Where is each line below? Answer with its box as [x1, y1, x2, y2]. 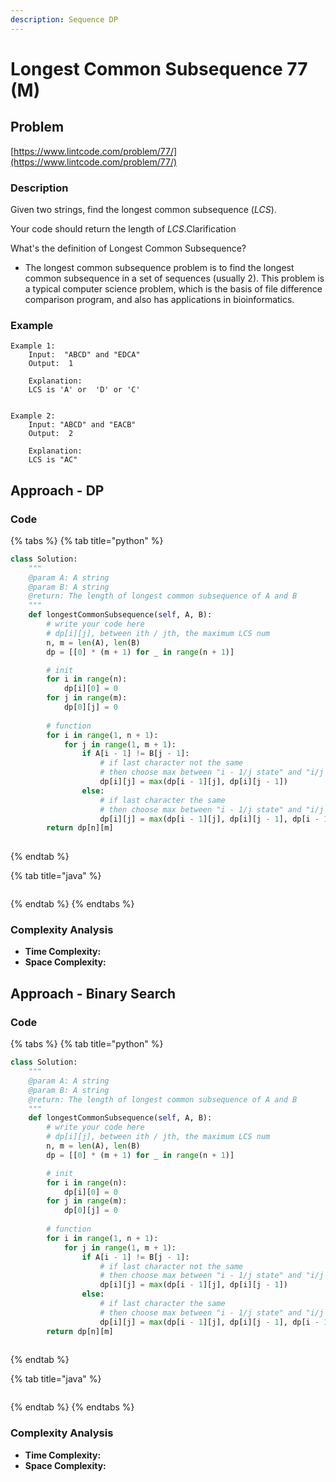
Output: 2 [28, 429, 74, 439]
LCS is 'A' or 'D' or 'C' [28, 385, 141, 395]
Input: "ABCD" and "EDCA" [28, 350, 141, 360]
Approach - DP [10, 482, 105, 499]
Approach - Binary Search [10, 985, 177, 1002]
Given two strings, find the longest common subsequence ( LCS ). [10, 203, 277, 215]
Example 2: [10, 411, 56, 421]
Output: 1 [28, 359, 74, 369]
